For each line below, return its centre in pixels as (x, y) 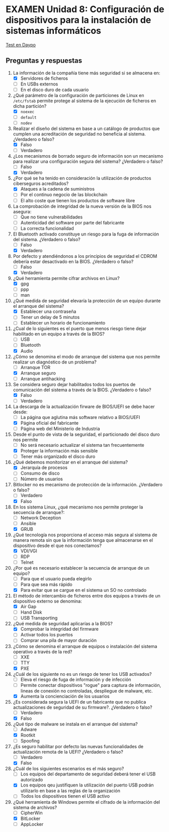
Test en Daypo (21, 44)
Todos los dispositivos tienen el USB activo (65, 796)
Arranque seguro (38, 373)
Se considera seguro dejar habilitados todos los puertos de (74, 384)
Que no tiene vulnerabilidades (52, 217)
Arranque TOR (35, 367)
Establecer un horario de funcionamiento (63, 323)
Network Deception (41, 518)
